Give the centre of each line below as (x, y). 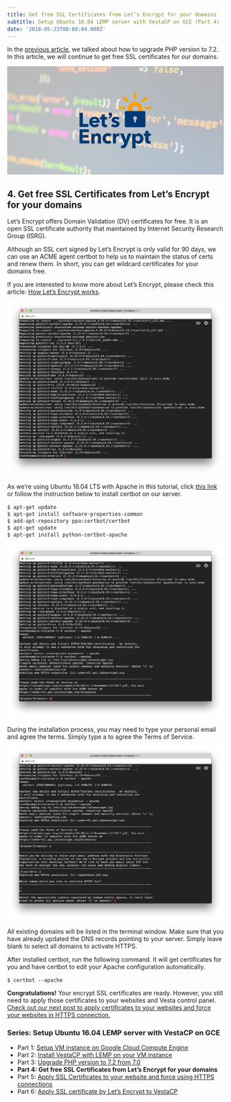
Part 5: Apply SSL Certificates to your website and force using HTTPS (115, 1077)
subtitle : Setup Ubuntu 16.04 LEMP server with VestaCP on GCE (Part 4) (113, 22)
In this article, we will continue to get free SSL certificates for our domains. (113, 57)
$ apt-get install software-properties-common (75, 515)
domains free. (27, 271)
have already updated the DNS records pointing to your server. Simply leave (115, 938)
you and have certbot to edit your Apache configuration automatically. (106, 966)
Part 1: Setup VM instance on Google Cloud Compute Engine (103, 1048)
